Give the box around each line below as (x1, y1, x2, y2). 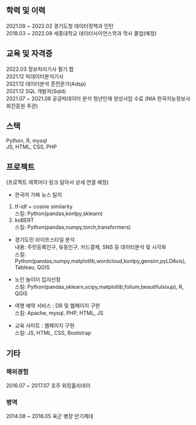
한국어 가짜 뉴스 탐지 (14, 191, 62, 199)
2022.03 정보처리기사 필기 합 (6, 65, 74, 73)
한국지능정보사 (157, 95, 191, 102)
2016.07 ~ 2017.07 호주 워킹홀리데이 (6, 382, 91, 389)
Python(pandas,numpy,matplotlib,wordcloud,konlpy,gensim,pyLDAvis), (14, 258, 187, 265)
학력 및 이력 (6, 5, 46, 16)
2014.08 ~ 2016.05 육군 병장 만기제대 (6, 413, 94, 420)
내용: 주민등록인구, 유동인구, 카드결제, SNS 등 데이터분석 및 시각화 (14, 243, 167, 251)
